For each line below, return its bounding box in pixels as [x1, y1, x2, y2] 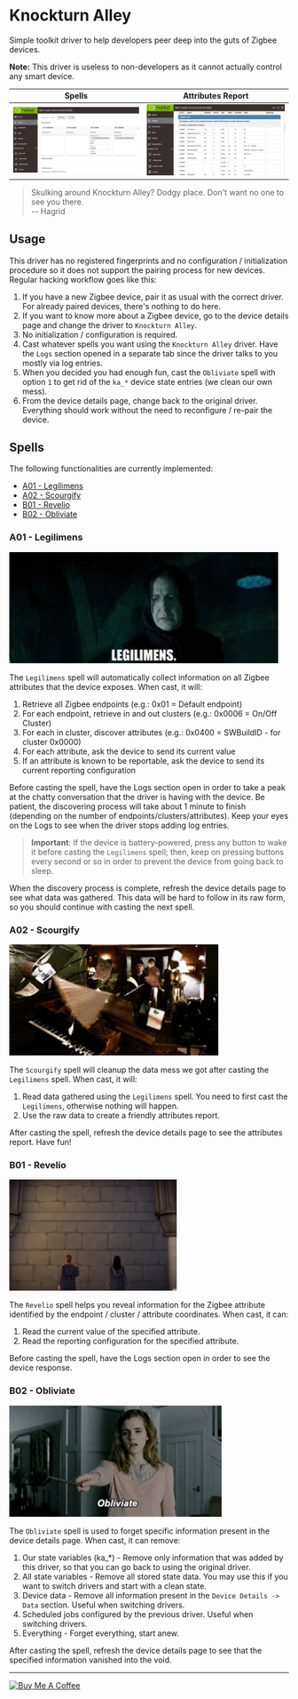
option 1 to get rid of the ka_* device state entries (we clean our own [21, 376, 273, 387]
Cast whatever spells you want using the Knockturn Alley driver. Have [21, 339, 278, 349]
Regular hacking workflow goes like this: [9, 274, 157, 285]
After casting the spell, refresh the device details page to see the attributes [9, 1126, 283, 1138]
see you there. [30, 196, 84, 207]
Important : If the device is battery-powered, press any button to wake [30, 837, 287, 847]
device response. [9, 1362, 73, 1374]
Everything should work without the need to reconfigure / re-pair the [21, 405, 273, 415]
